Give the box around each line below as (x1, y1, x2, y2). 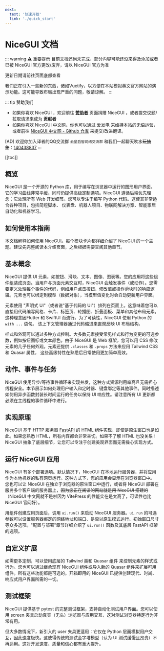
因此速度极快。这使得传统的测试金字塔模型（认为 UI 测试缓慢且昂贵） (13, 634, 153, 640)
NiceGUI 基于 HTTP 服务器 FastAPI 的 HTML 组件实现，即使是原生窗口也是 (5, 427, 155, 433)
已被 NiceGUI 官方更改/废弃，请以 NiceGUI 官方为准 (5, 62, 109, 68)
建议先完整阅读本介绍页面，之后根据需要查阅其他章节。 (13, 244, 125, 250)
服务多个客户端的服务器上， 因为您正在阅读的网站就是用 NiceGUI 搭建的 (5, 488, 148, 493)
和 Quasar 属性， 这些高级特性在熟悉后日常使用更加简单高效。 (5, 349, 130, 355)
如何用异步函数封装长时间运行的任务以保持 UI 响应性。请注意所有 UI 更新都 (5, 391, 156, 397)
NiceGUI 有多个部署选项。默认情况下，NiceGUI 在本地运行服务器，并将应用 (5, 469, 157, 475)
